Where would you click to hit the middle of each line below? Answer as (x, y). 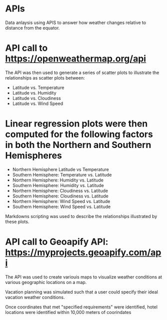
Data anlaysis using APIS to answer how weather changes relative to (76, 22)
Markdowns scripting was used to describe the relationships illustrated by (81, 216)
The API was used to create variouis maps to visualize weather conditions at (84, 277)
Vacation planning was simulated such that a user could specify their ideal (82, 292)
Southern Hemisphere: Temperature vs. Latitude (62, 174)
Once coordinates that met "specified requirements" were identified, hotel (81, 307)
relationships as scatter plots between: (45, 77)
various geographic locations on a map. (46, 282)
